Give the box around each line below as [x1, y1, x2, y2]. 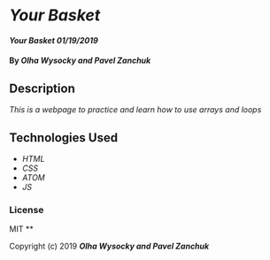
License [9, 203, 44, 216]
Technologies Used [9, 130, 118, 145]
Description [9, 80, 75, 96]
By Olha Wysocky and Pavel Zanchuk [9, 55, 151, 66]
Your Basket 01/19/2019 [9, 34, 99, 45]
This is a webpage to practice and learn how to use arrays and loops [9, 104, 262, 115]
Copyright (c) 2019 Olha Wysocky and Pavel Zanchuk [9, 241, 210, 252]
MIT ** [9, 224, 34, 234]
